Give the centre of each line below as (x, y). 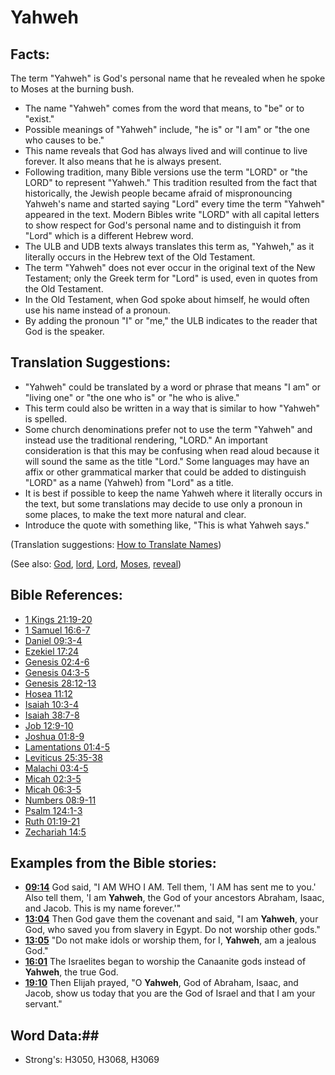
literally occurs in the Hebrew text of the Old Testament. (140, 257)
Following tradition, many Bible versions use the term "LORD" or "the (166, 172)
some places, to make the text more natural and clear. (135, 514)
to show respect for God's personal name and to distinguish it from (163, 225)
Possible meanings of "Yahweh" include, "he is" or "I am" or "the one (167, 129)
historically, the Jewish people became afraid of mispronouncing (158, 193)
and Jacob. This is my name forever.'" (103, 908)
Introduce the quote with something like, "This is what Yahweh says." (167, 525)
